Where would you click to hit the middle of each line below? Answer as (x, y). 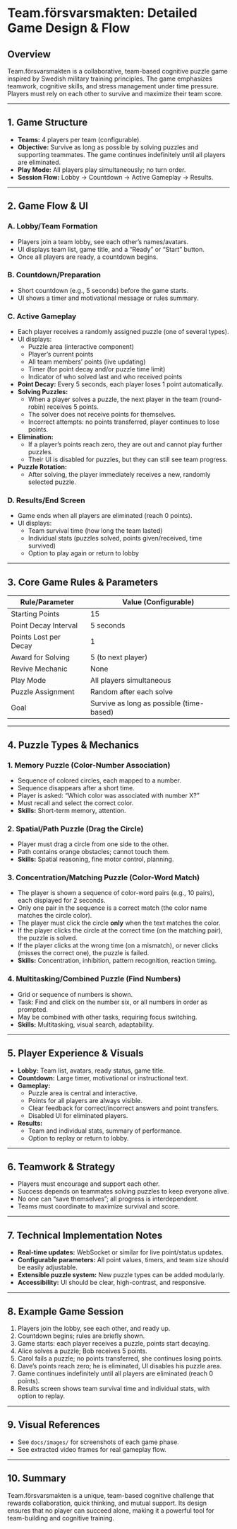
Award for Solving (41, 657)
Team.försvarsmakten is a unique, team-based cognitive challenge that (111, 1495)
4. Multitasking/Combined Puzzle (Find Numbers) (94, 979)
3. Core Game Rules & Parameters (83, 582)
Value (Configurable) (158, 602)
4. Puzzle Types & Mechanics (73, 745)
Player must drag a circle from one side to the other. (93, 844)
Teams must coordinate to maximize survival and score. (98, 1206)
